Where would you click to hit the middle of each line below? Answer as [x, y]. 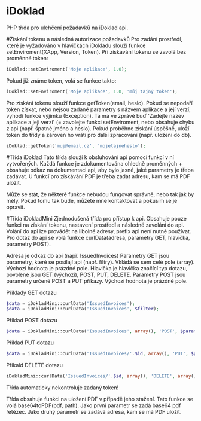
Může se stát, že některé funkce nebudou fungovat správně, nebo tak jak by [100, 194]
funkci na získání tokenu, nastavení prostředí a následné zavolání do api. [95, 225]
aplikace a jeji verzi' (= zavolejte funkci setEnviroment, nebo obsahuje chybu [100, 122]
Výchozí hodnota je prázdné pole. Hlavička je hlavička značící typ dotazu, [97, 268]
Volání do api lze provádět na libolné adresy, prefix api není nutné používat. [99, 231]
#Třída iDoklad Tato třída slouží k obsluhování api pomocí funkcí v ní [90, 157]
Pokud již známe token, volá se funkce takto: [61, 80]
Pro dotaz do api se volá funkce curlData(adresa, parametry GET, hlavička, [98, 237]
